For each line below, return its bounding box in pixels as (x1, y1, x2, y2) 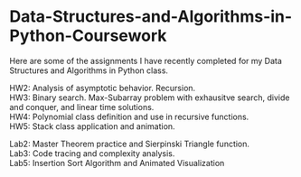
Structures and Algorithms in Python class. (9, 65, 169, 76)
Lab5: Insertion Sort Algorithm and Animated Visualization (9, 157, 225, 168)
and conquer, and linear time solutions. (9, 101, 155, 112)
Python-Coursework (9, 25, 167, 46)
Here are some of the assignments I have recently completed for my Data (9, 55, 283, 66)
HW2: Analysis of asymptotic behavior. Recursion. (9, 82, 196, 93)
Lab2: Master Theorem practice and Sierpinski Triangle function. (9, 138, 250, 149)
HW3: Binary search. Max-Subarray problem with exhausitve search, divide (9, 92, 290, 103)
